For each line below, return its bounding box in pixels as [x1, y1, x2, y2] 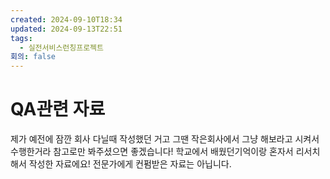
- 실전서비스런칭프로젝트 [19, 42, 104, 53]
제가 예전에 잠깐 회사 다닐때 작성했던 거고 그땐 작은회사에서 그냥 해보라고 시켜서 [10, 133, 320, 145]
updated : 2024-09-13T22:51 [10, 24, 123, 34]
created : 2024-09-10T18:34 [10, 14, 123, 25]
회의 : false [10, 52, 57, 62]
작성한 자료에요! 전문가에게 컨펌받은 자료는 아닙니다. [28, 158, 232, 170]
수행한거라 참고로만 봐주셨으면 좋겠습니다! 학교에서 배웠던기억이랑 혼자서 [10, 146, 294, 158]
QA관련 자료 [10, 98, 106, 121]
